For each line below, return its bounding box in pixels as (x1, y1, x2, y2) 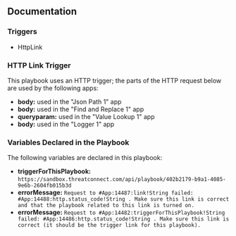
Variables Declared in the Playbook (7, 137, 130, 147)
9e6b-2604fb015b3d (17, 182, 72, 190)
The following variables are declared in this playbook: (7, 154, 163, 162)
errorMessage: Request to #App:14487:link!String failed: (17, 188, 194, 197)
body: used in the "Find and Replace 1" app (17, 105, 144, 113)
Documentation (7, 6, 77, 18)
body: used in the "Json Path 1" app (17, 97, 122, 106)
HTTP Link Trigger (7, 60, 72, 70)
